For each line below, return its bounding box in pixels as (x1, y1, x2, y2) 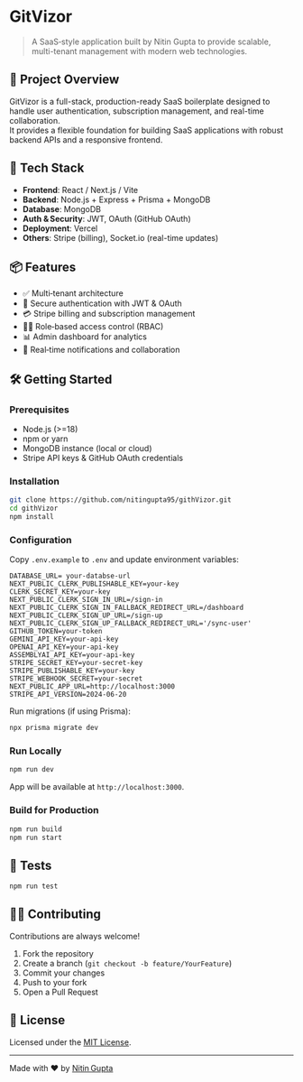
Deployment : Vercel (22, 223, 98, 234)
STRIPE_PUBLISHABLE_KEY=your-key (9, 666, 135, 676)
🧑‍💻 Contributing (9, 907, 102, 922)
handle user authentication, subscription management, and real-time (9, 106, 264, 116)
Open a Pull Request (22, 986, 99, 997)
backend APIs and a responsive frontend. (9, 134, 163, 145)
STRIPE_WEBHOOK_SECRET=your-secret (9, 674, 143, 683)
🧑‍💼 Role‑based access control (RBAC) (22, 321, 164, 332)
